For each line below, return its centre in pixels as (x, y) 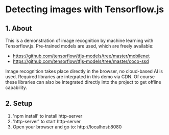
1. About (19, 28)
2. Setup (19, 104)
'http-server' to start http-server (46, 121)
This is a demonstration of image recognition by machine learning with (79, 40)
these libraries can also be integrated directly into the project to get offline (83, 82)
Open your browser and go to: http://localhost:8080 (67, 127)
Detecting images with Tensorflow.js (85, 9)
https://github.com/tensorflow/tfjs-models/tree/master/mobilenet (81, 56)
